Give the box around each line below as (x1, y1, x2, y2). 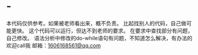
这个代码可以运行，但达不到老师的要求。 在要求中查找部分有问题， (28, 27, 193, 34)
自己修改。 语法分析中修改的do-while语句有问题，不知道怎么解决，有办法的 (6, 34, 193, 41)
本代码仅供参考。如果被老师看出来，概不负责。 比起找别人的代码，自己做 (6, 20, 187, 27)
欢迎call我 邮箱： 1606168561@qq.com (6, 41, 101, 49)
